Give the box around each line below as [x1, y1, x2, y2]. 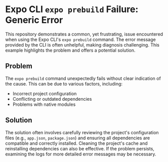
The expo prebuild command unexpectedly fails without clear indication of [5, 75, 161, 82]
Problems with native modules [12, 101, 76, 107]
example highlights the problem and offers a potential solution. [5, 47, 136, 53]
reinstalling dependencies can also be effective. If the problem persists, [5, 145, 154, 151]
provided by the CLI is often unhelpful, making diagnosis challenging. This [5, 42, 159, 48]
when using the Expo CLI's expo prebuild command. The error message [5, 36, 156, 43]
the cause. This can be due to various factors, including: [5, 80, 123, 87]
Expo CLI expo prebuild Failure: [5, 4, 139, 15]
